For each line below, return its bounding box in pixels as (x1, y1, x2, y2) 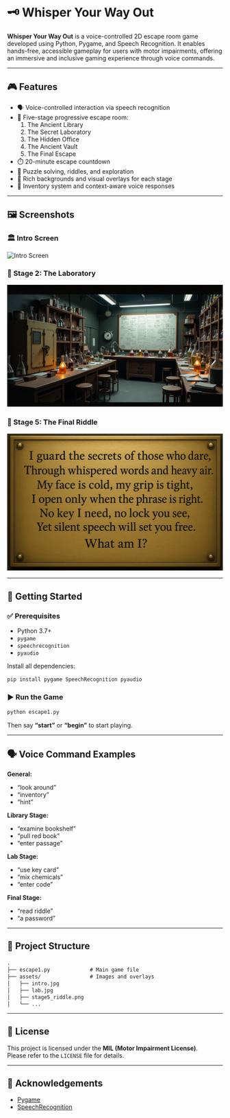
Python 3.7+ (16, 627, 52, 635)
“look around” (16, 783, 57, 791)
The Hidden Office (27, 135, 80, 143)
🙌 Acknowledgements (7, 1078, 103, 1089)
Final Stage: (7, 893, 42, 902)
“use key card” (16, 865, 60, 874)
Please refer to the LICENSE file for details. (7, 1051, 125, 1060)
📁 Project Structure (7, 940, 90, 952)
